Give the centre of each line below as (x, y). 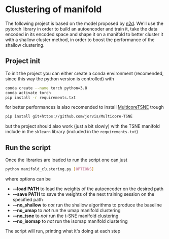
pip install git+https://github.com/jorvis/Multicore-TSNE (69, 116)
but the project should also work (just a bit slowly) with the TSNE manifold (82, 126)
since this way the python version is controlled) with (60, 79)
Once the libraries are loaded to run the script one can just (66, 160)
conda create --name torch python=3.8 (46, 88)
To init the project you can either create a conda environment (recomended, (84, 73)
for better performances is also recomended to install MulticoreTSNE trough (84, 107)
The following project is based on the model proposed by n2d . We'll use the (84, 23)
